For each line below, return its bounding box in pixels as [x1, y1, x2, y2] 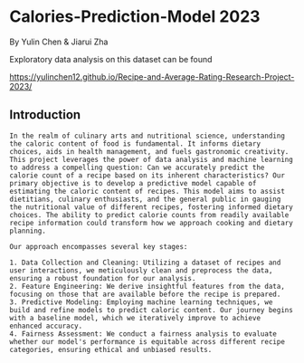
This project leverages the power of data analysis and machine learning [9, 155, 294, 164]
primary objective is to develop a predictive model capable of [9, 178, 257, 187]
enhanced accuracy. [9, 321, 83, 330]
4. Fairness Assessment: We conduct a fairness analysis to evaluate [9, 329, 278, 339]
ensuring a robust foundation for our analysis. [9, 273, 196, 282]
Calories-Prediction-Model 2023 [9, 6, 261, 27]
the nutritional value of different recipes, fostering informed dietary [9, 202, 294, 212]
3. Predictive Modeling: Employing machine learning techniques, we [9, 297, 273, 307]
